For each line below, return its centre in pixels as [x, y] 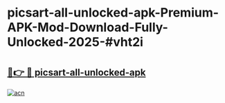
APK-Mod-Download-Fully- [88, 27]
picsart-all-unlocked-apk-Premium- [113, 13]
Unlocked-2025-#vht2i [75, 42]
